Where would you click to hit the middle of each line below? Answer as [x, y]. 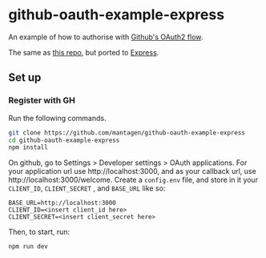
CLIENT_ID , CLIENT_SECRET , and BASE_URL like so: [87, 188]
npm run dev [28, 247]
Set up [25, 78]
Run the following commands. [57, 118]
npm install [28, 147]
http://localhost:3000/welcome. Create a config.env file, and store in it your [133, 180]
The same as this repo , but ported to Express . [84, 52]
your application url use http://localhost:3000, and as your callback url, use [132, 171]
